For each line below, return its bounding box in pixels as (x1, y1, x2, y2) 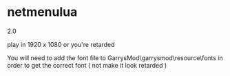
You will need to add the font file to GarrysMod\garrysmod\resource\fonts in (7, 53, 224, 62)
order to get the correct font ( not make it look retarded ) (7, 61, 167, 69)
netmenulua (7, 4, 78, 20)
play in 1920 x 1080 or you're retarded (7, 40, 115, 48)
